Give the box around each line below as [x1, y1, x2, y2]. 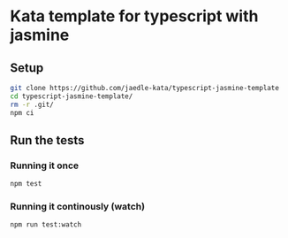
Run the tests [10, 133, 85, 148]
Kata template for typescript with [10, 6, 259, 27]
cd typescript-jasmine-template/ [10, 91, 133, 101]
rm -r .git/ [10, 100, 54, 109]
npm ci [10, 108, 34, 117]
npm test [10, 180, 42, 188]
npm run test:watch [10, 220, 82, 229]
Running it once [10, 159, 80, 172]
